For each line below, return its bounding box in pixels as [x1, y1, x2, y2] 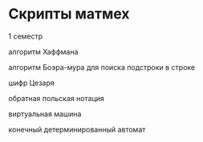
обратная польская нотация [8, 93, 104, 103]
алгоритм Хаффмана [8, 47, 79, 56]
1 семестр [8, 31, 43, 41]
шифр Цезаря [8, 78, 55, 87]
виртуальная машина [8, 109, 82, 119]
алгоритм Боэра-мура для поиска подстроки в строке [8, 62, 196, 72]
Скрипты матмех [8, 5, 130, 23]
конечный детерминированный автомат [8, 124, 146, 134]
